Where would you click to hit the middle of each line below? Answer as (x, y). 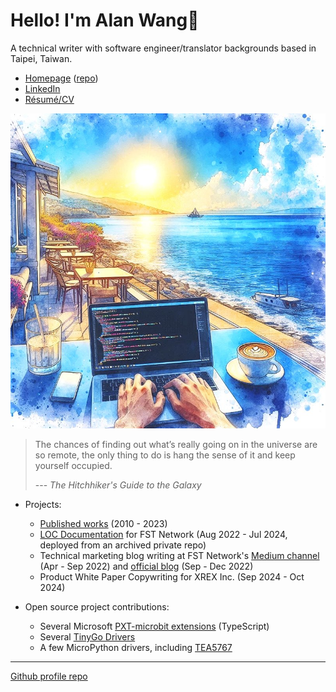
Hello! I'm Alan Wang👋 (105, 20)
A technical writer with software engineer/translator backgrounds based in (163, 48)
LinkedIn (42, 88)
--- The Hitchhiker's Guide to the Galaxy (118, 485)
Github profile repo (49, 676)
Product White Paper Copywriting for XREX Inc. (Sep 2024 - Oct (172, 576)
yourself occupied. (73, 465)
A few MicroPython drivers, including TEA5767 (136, 647)
